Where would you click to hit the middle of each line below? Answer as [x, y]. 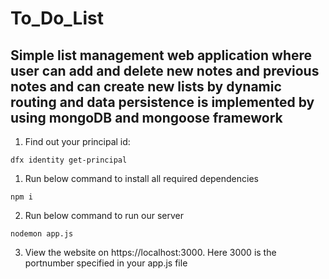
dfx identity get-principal [69, 160]
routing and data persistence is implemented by [162, 102]
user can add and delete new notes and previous [165, 70]
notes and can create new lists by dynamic [146, 86]
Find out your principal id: [77, 141]
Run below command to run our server [104, 215]
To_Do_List [57, 18]
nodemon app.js [42, 234]
